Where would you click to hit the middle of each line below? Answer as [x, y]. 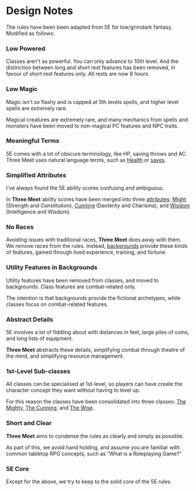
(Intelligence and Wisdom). [39, 212]
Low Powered [26, 48]
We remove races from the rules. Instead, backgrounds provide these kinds [97, 246]
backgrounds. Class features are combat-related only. [71, 287]
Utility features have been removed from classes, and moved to [82, 280]
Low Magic [22, 89]
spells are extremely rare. [37, 108]
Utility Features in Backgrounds [52, 267]
